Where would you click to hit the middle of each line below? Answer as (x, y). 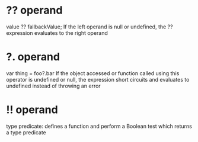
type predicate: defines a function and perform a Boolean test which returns (99, 126)
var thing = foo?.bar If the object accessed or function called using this (93, 73)
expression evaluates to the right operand (57, 33)
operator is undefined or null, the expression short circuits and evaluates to (98, 79)
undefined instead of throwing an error (53, 86)
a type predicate (26, 132)
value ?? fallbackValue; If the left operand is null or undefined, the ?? (90, 27)
